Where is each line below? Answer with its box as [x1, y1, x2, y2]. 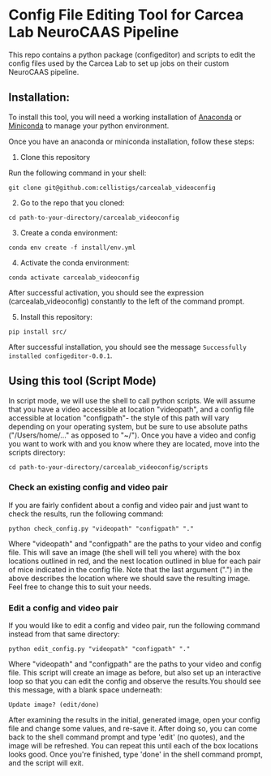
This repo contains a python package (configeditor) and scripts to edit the [8, 50, 256, 59]
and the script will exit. [8, 758, 84, 768]
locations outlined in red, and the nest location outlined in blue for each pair [8, 556, 261, 566]
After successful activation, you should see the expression [8, 287, 204, 297]
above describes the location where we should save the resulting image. [8, 573, 251, 583]
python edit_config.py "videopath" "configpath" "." [8, 645, 191, 653]
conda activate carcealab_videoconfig [8, 274, 140, 282]
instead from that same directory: [8, 629, 120, 639]
